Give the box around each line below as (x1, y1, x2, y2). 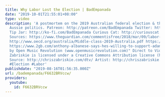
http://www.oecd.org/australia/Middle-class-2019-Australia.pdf (9, 39, 144, 44)
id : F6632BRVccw (14, 84, 48, 90)
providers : (5, 75, 27, 80)
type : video (5, 16, 29, 21)
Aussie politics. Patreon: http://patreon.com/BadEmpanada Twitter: (9, 25, 153, 30)
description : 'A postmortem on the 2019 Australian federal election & (5, 21, 155, 26)
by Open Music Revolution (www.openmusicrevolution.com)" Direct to (9, 48, 153, 53)
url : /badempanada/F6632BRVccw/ (5, 71, 71, 76)
